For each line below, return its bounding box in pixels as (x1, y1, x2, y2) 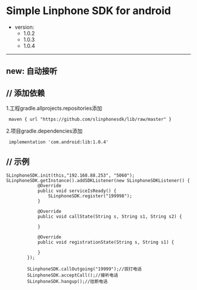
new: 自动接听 (6, 66, 57, 76)
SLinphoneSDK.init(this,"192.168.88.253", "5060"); (6, 172, 135, 178)
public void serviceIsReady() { (37, 188, 117, 194)
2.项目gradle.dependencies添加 (6, 127, 83, 134)
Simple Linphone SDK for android (6, 4, 171, 18)
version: (14, 23, 35, 31)
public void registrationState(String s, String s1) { (37, 239, 175, 245)
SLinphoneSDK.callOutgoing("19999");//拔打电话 (27, 266, 142, 272)
